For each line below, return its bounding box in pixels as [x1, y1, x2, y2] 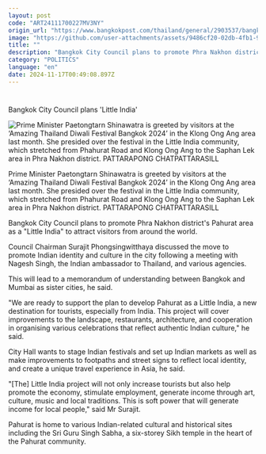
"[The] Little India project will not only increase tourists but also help [8, 379, 231, 388]
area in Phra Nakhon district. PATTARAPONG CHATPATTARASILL [8, 203, 219, 212]
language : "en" [8, 63, 59, 71]
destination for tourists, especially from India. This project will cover [8, 306, 230, 315]
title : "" [8, 41, 41, 49]
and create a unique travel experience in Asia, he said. [8, 364, 185, 373]
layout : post [8, 11, 51, 20]
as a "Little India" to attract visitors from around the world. [8, 227, 198, 236]
